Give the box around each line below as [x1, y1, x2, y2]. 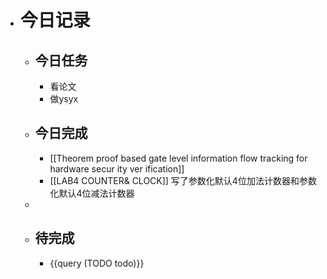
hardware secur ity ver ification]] [49, 162, 185, 175]
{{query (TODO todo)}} [49, 257, 145, 269]
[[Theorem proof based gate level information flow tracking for [49, 152, 308, 164]
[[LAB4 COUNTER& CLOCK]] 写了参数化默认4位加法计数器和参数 [49, 174, 317, 186]
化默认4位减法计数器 [49, 187, 135, 199]
